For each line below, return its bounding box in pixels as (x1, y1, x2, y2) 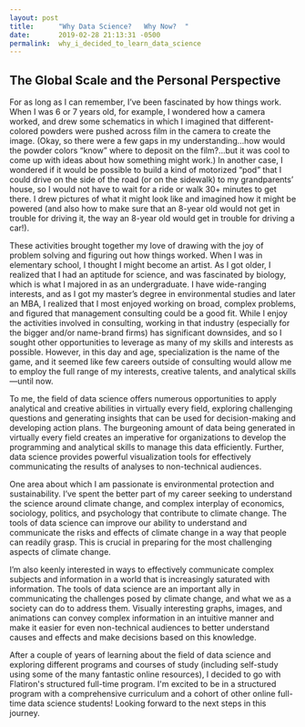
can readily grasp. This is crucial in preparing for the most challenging (9, 537, 272, 548)
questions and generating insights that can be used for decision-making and (9, 413, 296, 424)
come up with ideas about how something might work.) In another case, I (9, 155, 284, 166)
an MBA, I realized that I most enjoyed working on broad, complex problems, (9, 298, 297, 310)
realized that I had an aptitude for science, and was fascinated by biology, (9, 270, 287, 281)
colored (9, 126, 38, 137)
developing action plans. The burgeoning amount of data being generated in (9, 423, 296, 434)
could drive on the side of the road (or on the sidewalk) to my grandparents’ (9, 174, 294, 185)
